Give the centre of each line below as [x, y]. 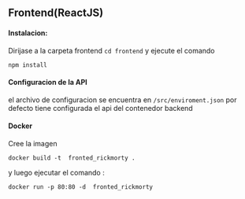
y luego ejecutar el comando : [56, 173]
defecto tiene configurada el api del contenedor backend [100, 108]
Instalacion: [28, 33]
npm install [28, 65]
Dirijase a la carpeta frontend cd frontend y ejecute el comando [111, 50]
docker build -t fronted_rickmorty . [72, 158]
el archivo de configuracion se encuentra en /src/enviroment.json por [122, 99]
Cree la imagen [33, 144]
